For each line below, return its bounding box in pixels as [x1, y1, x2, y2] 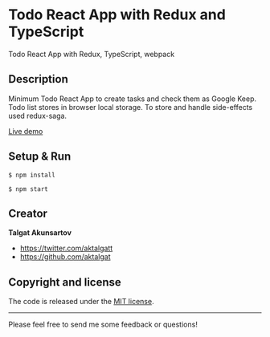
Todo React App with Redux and [8, 6, 227, 24]
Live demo [8, 126, 43, 136]
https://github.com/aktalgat [19, 252, 111, 262]
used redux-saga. [8, 111, 67, 120]
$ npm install [8, 171, 56, 179]
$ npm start [8, 185, 48, 193]
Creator [8, 206, 48, 220]
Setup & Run [8, 150, 72, 164]
